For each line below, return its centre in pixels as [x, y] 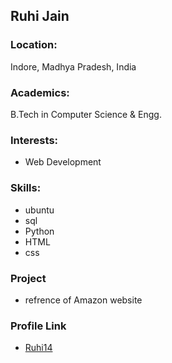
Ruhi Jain [40, 16]
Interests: [34, 140]
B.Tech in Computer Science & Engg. [86, 114]
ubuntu [39, 210]
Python [39, 231]
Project [28, 278]
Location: [34, 45]
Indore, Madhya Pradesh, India [73, 66]
